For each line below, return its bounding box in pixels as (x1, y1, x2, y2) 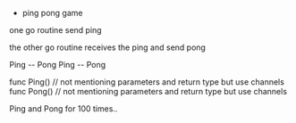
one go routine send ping (9, 25, 102, 35)
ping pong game (21, 8, 83, 18)
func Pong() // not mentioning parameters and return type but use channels (9, 86, 288, 96)
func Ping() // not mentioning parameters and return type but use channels (9, 77, 284, 87)
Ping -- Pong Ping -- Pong (9, 60, 106, 70)
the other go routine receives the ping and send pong (9, 42, 206, 53)
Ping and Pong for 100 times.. (9, 103, 118, 114)
